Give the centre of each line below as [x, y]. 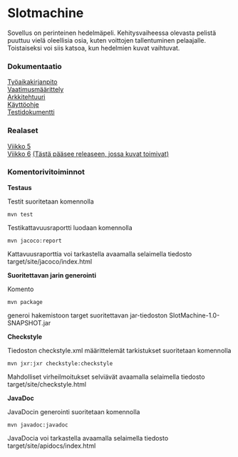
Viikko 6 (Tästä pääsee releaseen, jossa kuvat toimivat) [88, 154]
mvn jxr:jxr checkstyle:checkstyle [60, 363]
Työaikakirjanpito [32, 82]
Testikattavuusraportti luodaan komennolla [70, 227]
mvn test [20, 214]
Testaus [20, 187]
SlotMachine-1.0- [195, 315]
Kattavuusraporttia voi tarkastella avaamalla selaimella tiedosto [100, 253]
